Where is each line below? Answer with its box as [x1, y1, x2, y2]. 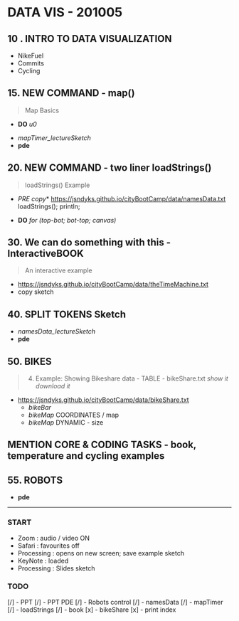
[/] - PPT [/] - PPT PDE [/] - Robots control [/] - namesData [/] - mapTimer [7, 598, 224, 606]
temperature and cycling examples [7, 450, 165, 462]
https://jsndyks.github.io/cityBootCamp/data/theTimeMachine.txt [17, 280, 208, 289]
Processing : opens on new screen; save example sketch [17, 548, 185, 557]
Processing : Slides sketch [17, 563, 95, 573]
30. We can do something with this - [7, 236, 171, 249]
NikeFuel [17, 51, 44, 60]
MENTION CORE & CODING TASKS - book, [7, 439, 197, 451]
